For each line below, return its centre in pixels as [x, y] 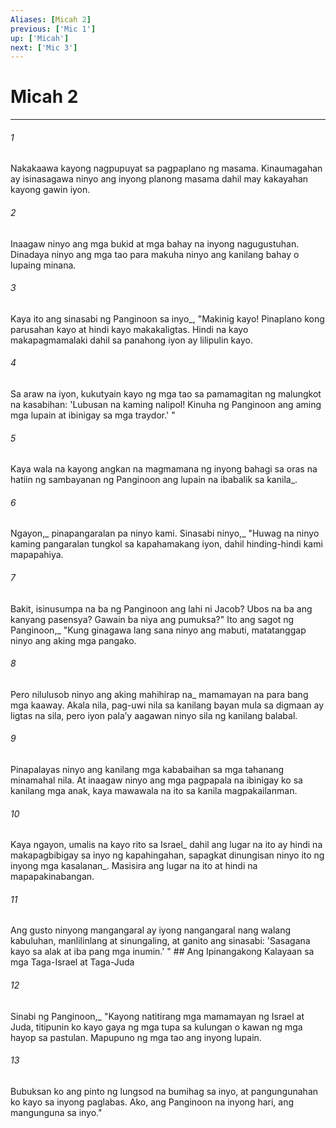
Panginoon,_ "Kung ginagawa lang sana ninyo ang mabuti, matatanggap [158, 630]
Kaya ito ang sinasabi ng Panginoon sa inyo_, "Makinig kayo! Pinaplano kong [167, 318]
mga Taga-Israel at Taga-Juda [72, 962]
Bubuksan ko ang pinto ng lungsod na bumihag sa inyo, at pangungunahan [164, 1091]
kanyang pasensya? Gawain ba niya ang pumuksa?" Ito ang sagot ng [152, 619]
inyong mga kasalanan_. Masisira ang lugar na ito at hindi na [134, 866]
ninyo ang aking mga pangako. [73, 640]
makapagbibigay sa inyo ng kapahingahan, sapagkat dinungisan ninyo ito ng [167, 855]
